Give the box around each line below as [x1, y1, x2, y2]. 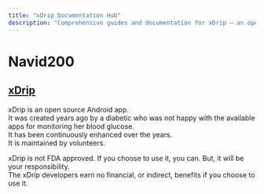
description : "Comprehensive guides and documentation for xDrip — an [8, 19, 244, 27]
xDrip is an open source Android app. [8, 104, 130, 114]
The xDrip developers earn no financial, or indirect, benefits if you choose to [8, 170, 255, 179]
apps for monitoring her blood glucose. [8, 121, 135, 130]
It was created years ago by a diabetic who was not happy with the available [8, 113, 255, 123]
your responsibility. [8, 162, 70, 171]
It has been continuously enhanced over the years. [8, 130, 173, 139]
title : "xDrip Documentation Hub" [8, 11, 122, 20]
